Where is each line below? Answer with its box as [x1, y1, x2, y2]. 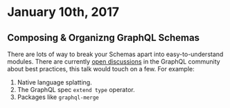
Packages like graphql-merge [17, 93, 99, 101]
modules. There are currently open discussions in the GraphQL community [7, 57, 220, 66]
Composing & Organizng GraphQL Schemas [7, 32, 200, 44]
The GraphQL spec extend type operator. [17, 86, 135, 93]
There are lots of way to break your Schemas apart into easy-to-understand [7, 50, 224, 58]
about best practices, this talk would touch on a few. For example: [7, 65, 195, 73]
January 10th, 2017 [7, 4, 120, 20]
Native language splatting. [17, 78, 92, 87]
